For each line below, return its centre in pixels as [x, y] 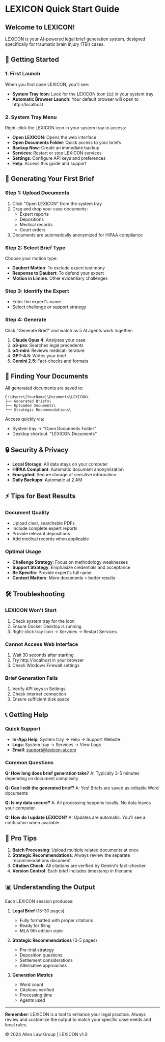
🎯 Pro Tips [21, 838]
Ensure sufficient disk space [41, 699]
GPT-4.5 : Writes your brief [39, 355]
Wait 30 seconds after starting [43, 655]
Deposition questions [41, 955]
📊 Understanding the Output [50, 887]
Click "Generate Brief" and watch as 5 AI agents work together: [69, 330]
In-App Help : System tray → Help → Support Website [66, 739]
